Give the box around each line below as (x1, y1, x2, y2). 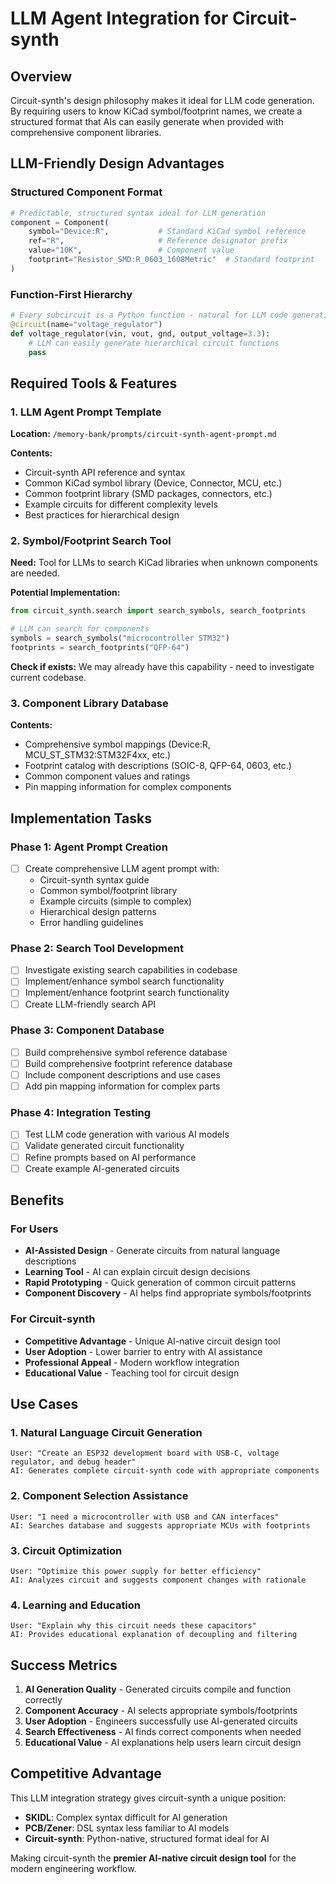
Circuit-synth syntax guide (39, 874, 150, 886)
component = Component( (10, 217, 110, 227)
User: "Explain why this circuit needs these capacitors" (10, 1621, 257, 1631)
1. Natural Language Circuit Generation (10, 1425, 203, 1439)
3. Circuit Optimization (10, 1543, 123, 1557)
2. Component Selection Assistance (10, 1489, 189, 1503)
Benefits (10, 1192, 65, 1209)
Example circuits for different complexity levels (24, 498, 218, 511)
